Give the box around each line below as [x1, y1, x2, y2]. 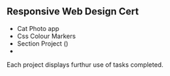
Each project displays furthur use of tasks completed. [6, 60, 164, 69]
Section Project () [16, 39, 69, 48]
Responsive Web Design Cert [6, 6, 139, 18]
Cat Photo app [16, 24, 60, 32]
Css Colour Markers [16, 32, 76, 40]
